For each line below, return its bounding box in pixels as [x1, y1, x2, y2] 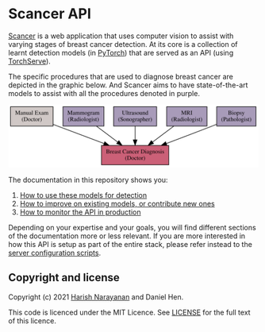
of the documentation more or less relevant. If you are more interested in [8, 231, 246, 241]
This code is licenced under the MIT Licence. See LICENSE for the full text [8, 307, 252, 317]
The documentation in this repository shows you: [8, 175, 168, 184]
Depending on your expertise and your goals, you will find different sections [8, 222, 256, 232]
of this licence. [8, 315, 57, 326]
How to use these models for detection [19, 190, 148, 199]
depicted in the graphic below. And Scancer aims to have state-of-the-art [8, 80, 248, 90]
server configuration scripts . [8, 248, 102, 257]
